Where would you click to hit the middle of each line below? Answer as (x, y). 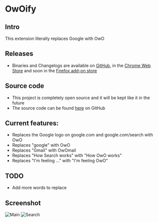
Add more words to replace (39, 188)
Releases (19, 54)
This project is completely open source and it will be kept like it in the (81, 98)
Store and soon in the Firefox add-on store (55, 70)
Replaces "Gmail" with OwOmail (44, 150)
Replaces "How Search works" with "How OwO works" (67, 155)
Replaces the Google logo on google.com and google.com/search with (83, 135)
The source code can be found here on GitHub (59, 108)
